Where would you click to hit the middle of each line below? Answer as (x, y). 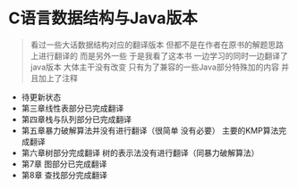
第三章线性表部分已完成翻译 (72, 108)
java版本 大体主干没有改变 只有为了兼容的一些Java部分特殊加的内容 (154, 67)
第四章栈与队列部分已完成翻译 (76, 119)
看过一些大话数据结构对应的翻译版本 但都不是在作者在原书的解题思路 (157, 45)
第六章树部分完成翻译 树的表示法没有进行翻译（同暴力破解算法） (140, 152)
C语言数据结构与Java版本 (103, 18)
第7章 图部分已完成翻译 (64, 164)
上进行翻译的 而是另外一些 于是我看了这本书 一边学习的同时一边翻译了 (159, 55)
